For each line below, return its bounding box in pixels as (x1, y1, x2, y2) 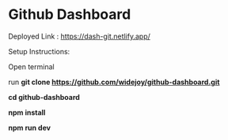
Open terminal (8, 61, 55, 72)
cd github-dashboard (8, 92, 81, 101)
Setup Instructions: (8, 46, 70, 56)
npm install (8, 108, 46, 117)
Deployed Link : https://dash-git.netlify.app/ (8, 31, 150, 41)
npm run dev (8, 123, 51, 132)
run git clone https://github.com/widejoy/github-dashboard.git (8, 77, 220, 87)
